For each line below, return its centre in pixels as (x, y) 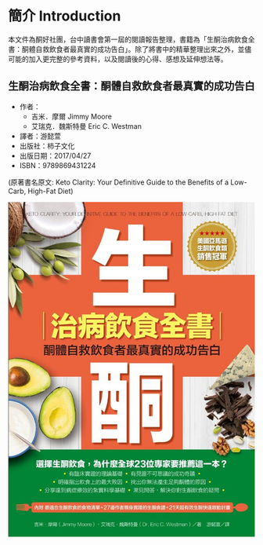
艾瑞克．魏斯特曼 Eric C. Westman (86, 126)
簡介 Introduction (65, 16)
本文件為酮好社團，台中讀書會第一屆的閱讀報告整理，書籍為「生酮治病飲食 (128, 39)
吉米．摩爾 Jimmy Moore (71, 116)
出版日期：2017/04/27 (55, 155)
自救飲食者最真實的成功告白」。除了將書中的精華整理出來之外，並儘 (143, 49)
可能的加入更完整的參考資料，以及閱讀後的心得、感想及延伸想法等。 (118, 59)
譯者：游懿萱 (40, 136)
